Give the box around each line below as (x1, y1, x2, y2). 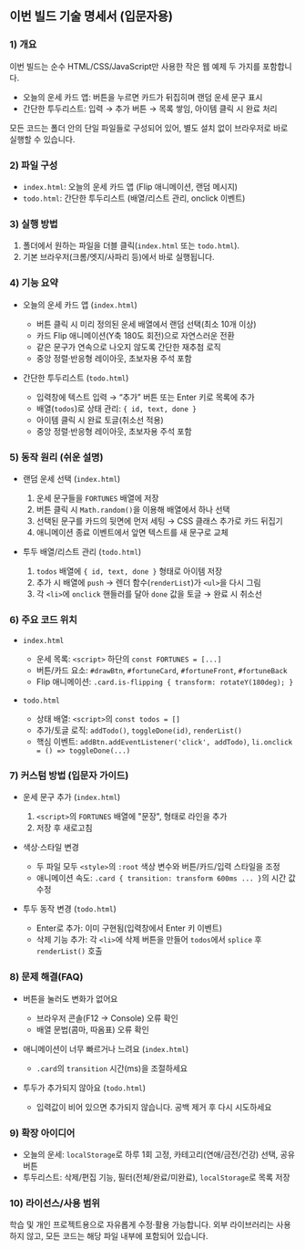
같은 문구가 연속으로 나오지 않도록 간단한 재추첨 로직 (36, 341, 221, 352)
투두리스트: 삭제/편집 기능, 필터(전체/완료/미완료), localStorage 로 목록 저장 (22, 1172, 290, 1183)
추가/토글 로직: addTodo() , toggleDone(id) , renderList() (36, 724, 243, 736)
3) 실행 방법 (9, 217, 58, 230)
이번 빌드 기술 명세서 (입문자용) (9, 8, 173, 25)
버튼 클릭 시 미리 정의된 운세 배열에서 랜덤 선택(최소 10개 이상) (36, 318, 257, 329)
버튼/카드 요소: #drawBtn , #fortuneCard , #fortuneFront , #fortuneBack (36, 665, 288, 676)
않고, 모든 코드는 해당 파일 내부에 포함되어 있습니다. (25, 1231, 208, 1242)
